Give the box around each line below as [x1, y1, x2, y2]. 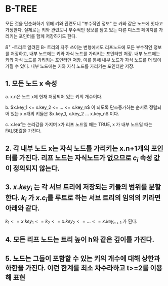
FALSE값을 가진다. [5, 128, 42, 134]
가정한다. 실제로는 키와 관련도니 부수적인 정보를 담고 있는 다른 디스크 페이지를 [5, 26, 158, 33]
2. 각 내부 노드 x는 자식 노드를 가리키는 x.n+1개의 [5, 144, 150, 152]
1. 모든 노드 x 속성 [5, 79, 57, 88]
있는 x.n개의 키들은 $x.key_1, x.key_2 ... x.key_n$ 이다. [10, 111, 120, 117]
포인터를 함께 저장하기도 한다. [18, 33, 77, 39]
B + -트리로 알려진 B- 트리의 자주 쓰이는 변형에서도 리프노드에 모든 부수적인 [5, 43, 153, 50]
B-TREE [5, 3, 37, 15]
